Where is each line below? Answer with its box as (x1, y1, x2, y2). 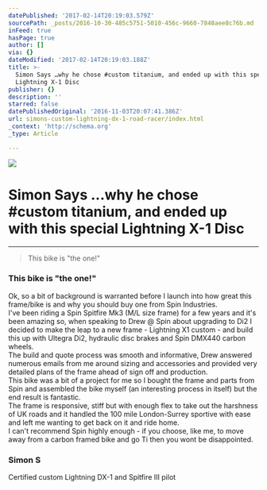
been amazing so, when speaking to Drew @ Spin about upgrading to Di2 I (8, 316, 253, 326)
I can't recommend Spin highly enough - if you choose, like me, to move (8, 426, 244, 435)
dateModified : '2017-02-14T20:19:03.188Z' (8, 56, 151, 64)
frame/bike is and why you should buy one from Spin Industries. (8, 299, 218, 309)
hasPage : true (8, 33, 56, 42)
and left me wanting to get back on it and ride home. (8, 418, 180, 427)
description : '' (8, 93, 62, 101)
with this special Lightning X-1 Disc (8, 219, 245, 237)
